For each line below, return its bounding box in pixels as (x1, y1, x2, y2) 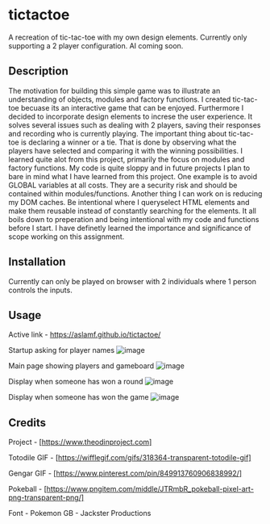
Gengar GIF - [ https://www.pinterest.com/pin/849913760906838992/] (8, 468, 243, 478)
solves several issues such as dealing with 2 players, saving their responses (8, 119, 261, 130)
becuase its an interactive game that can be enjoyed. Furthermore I (20, 103, 244, 112)
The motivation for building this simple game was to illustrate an (8, 86, 221, 95)
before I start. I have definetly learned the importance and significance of (8, 223, 251, 233)
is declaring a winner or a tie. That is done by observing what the (20, 137, 237, 147)
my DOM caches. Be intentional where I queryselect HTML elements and (8, 197, 250, 207)
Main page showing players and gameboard (8, 361, 155, 371)
